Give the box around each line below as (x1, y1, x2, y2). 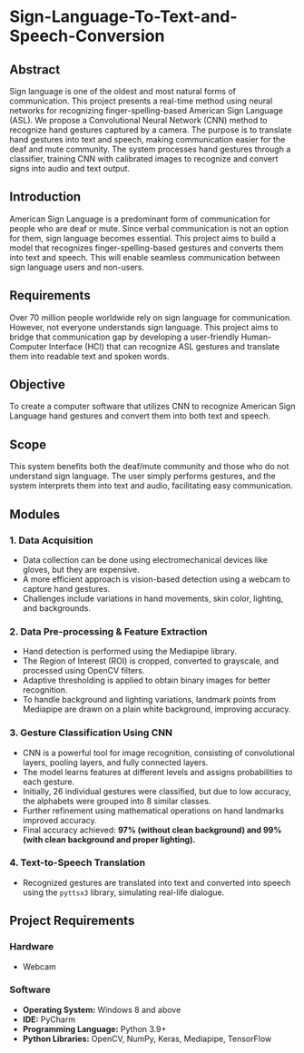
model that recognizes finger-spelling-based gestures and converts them (9, 242, 284, 253)
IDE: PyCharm (22, 1014, 75, 1025)
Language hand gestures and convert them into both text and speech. (9, 410, 271, 421)
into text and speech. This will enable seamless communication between (9, 251, 281, 262)
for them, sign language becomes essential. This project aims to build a (9, 232, 277, 243)
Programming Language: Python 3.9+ (22, 1023, 167, 1034)
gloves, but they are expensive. (22, 564, 140, 575)
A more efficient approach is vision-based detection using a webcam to (22, 574, 290, 585)
